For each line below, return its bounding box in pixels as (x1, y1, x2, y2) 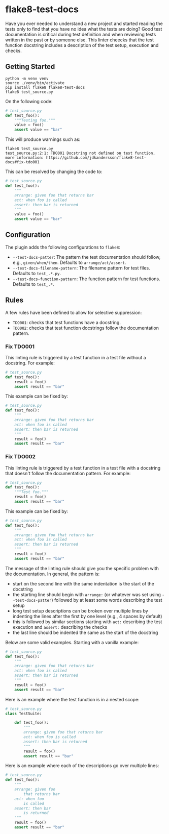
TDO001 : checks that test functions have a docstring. (12, 319, 121, 325)
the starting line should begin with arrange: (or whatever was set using (12, 591, 161, 598)
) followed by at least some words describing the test (51, 597, 162, 603)
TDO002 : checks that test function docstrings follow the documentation (12, 325, 159, 331)
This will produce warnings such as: (5, 136, 81, 142)
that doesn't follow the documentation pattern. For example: (5, 470, 131, 476)
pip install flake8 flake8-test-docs (5, 85, 85, 90)
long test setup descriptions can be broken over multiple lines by (12, 607, 148, 614)
